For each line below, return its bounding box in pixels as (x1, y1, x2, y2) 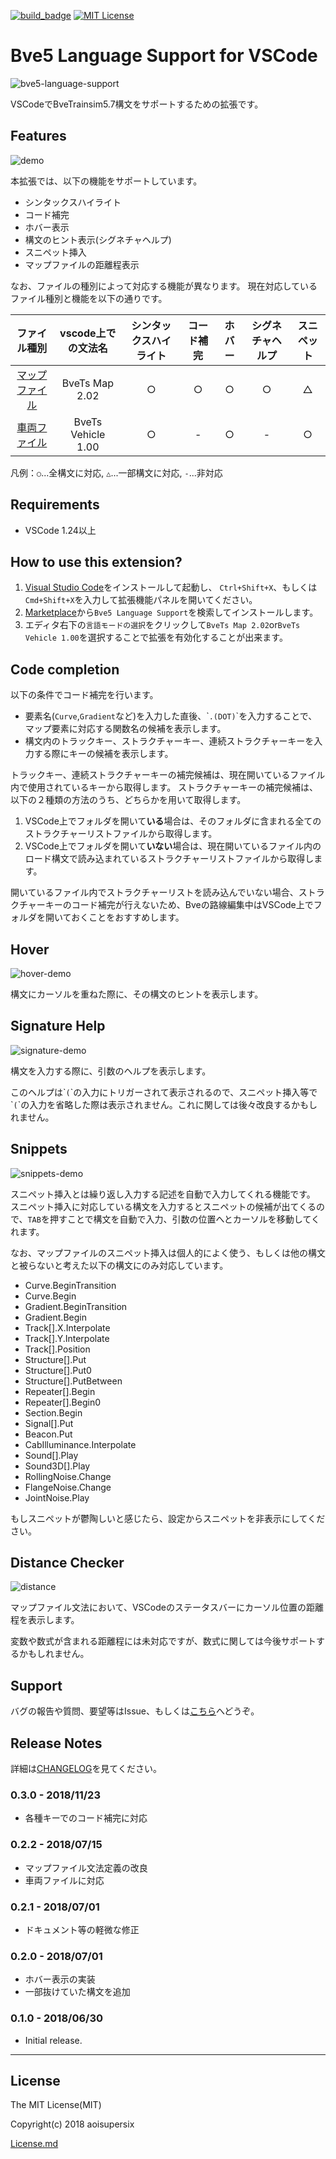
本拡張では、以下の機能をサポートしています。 (10, 175, 203, 187)
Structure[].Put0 (24, 1364, 92, 1376)
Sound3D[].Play (24, 1460, 91, 1472)
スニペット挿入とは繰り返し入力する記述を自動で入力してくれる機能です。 (10, 1188, 316, 1200)
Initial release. (24, 2034, 83, 2046)
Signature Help (10, 1018, 106, 1035)
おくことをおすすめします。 (71, 911, 185, 924)
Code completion (10, 661, 120, 678)
